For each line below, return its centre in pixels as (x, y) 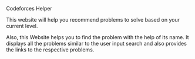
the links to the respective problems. (50, 50)
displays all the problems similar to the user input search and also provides (96, 44)
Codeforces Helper (29, 8)
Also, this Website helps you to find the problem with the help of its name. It (97, 37)
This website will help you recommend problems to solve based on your (93, 20)
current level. (22, 26)
